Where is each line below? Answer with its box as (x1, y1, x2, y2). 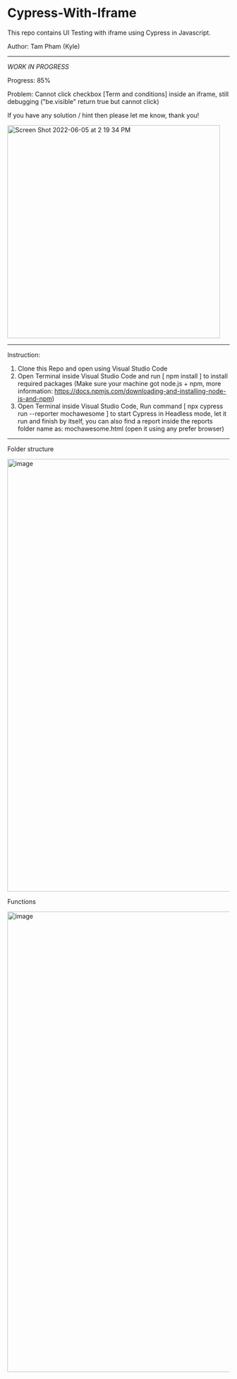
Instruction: (7, 350, 41, 359)
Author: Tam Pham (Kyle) (7, 42, 80, 50)
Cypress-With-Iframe (7, 5, 137, 21)
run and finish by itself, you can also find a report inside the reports (17, 417, 213, 425)
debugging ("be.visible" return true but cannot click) (7, 97, 160, 105)
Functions (7, 897, 37, 906)
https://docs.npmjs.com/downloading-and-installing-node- (54, 387, 226, 395)
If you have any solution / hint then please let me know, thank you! (7, 111, 200, 120)
